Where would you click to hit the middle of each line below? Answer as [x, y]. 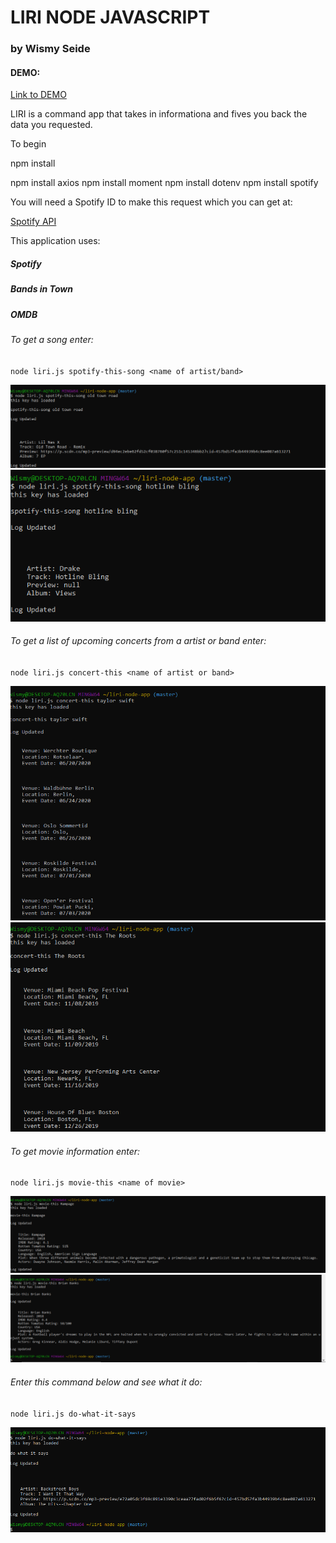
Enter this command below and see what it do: [106, 1382]
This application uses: [55, 241]
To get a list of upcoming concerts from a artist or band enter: [138, 641]
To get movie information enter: [75, 1151]
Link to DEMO [38, 95]
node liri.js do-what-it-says [73, 1414]
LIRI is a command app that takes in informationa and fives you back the [159, 114]
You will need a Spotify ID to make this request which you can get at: [151, 202]
